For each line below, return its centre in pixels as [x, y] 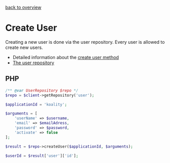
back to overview [23, 7]
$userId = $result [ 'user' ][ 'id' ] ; [42, 156]
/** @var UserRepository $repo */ [42, 90]
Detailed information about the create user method [66, 57]
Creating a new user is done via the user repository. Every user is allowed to [85, 42]
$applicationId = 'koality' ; [36, 104]
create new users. [24, 47]
